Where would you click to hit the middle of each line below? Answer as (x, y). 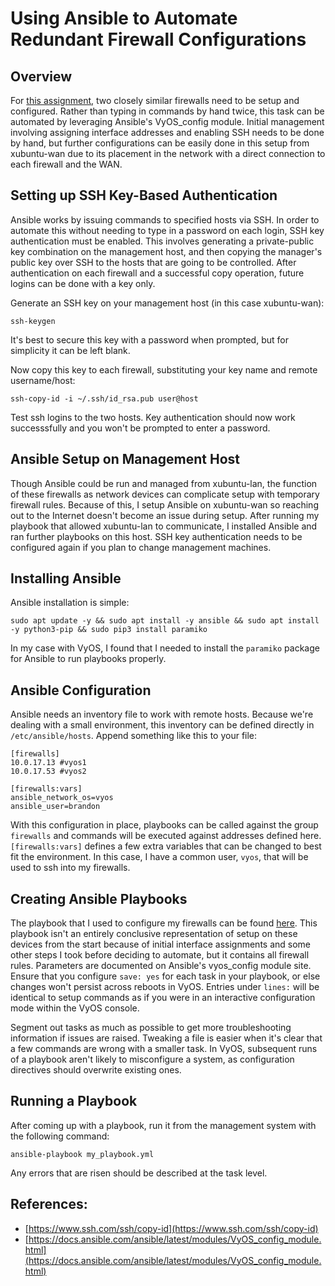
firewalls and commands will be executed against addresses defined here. (166, 836)
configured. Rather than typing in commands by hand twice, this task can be (167, 111)
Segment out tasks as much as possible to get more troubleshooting (151, 1028)
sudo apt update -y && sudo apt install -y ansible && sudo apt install (165, 621)
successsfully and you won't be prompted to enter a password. (140, 428)
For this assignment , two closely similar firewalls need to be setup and (155, 100)
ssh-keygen (33, 321)
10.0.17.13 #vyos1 (48, 763)
